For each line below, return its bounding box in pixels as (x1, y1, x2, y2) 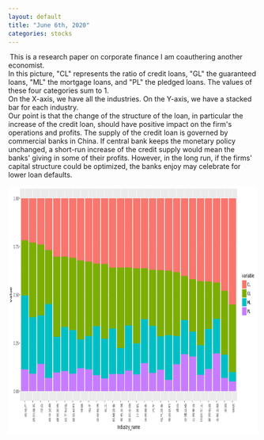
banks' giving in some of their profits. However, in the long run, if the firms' (8, 153, 253, 163)
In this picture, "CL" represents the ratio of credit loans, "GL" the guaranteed (8, 69, 257, 78)
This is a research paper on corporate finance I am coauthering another (9, 52, 243, 62)
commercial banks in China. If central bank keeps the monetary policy (8, 136, 236, 146)
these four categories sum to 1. (8, 86, 109, 95)
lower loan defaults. (8, 170, 73, 180)
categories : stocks (8, 29, 73, 37)
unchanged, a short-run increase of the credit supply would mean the (8, 145, 236, 155)
